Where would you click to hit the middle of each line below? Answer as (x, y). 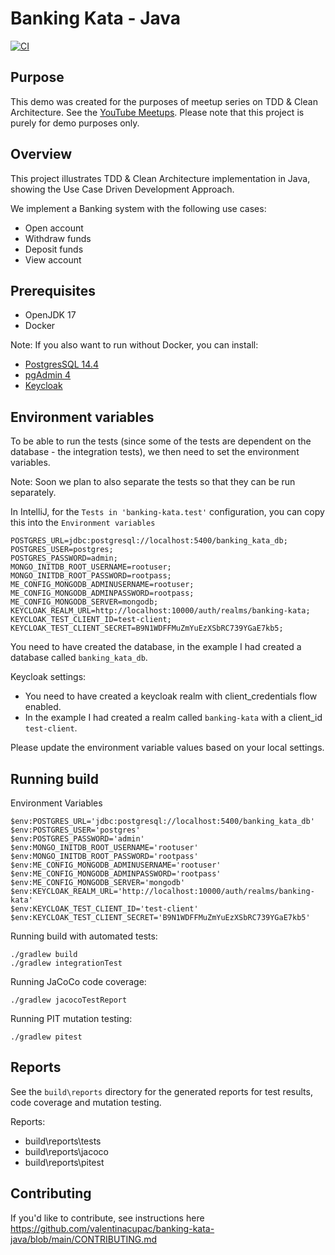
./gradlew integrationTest (66, 963)
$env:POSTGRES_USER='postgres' (75, 830)
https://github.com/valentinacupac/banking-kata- (112, 1228)
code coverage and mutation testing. (86, 1102)
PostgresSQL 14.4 (61, 364)
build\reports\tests (63, 1141)
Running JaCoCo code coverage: (78, 981)
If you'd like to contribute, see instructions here (107, 1218)
